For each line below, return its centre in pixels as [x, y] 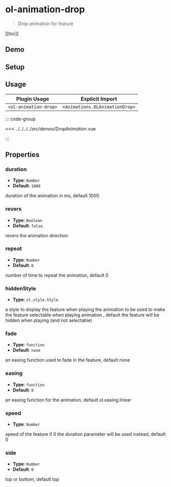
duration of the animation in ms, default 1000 [52, 196]
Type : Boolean [27, 220]
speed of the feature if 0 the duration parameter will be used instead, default [85, 434]
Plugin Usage [33, 99]
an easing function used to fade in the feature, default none [68, 360]
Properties [22, 154]
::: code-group [20, 119]
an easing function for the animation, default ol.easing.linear [68, 400]
